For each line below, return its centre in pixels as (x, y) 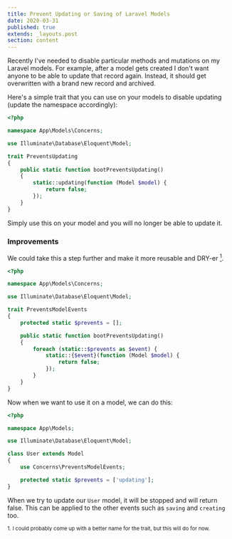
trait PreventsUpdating (43, 156)
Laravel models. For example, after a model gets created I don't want (108, 68)
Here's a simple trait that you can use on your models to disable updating (115, 98)
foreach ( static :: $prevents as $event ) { (95, 349)
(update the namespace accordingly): (63, 105)
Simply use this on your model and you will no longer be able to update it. (115, 223)
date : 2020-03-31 (33, 21)
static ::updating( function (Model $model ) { (100, 183)
